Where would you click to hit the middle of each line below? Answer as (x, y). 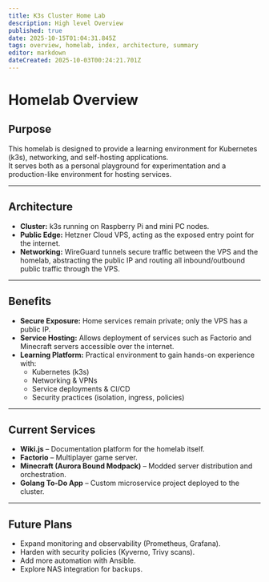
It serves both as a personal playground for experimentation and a (117, 166)
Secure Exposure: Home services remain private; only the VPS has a (134, 320)
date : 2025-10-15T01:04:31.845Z (62, 38)
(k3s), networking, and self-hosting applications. (88, 157)
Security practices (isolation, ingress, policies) (108, 397)
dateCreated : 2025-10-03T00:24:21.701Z (75, 61)
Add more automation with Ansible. (78, 560)
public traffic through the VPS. (70, 268)
